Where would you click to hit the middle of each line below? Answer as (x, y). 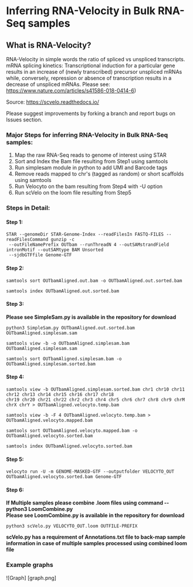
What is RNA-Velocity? (49, 45)
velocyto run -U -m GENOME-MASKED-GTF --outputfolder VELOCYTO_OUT (90, 472)
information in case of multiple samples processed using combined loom (97, 543)
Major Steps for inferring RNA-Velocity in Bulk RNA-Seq (87, 135)
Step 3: (15, 304)
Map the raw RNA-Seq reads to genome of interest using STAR (90, 155)
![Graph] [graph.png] (31, 578)
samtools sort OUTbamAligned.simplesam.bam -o (64, 359)
